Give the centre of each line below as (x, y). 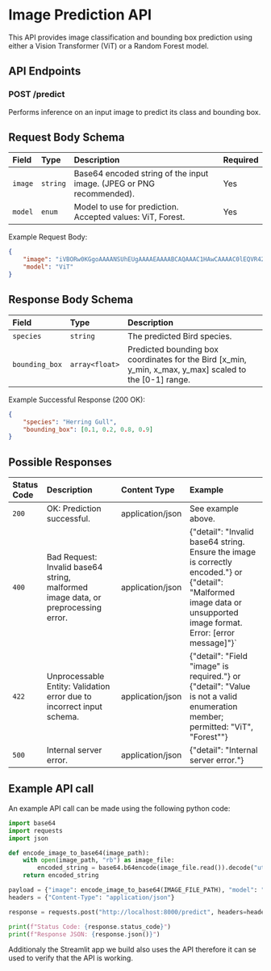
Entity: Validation (79, 686)
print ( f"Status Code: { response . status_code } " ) (90, 927)
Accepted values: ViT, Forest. (129, 217)
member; (206, 717)
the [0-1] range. (159, 379)
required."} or (215, 677)
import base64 (32, 823)
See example (214, 509)
